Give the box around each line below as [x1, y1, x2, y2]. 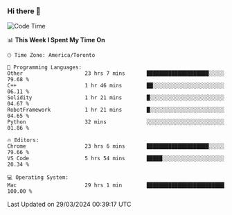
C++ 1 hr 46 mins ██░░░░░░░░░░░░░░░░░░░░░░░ [7, 83, 225, 89]
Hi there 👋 [7, 6, 42, 16]
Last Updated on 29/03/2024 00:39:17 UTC [7, 200, 132, 209]
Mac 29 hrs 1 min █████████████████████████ [7, 182, 225, 189]
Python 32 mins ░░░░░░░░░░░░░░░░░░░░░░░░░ [7, 119, 225, 126]
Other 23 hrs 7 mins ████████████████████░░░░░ [7, 70, 225, 77]
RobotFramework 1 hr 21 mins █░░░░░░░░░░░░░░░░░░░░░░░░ [7, 107, 225, 114]
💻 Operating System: [7, 174, 69, 181]
